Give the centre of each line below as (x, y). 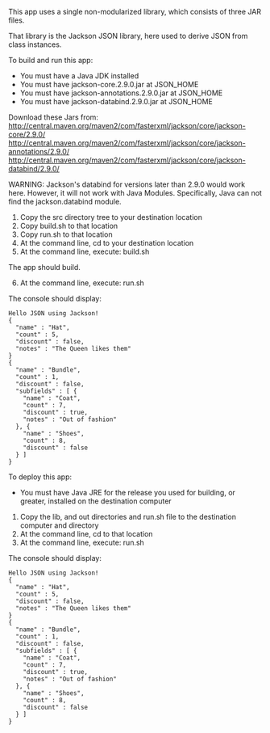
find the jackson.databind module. (65, 202)
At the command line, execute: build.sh (85, 251)
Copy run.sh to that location (66, 234)
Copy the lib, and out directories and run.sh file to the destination (128, 517)
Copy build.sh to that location (69, 226)
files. (17, 20)
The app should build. (44, 267)
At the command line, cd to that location (86, 534)
